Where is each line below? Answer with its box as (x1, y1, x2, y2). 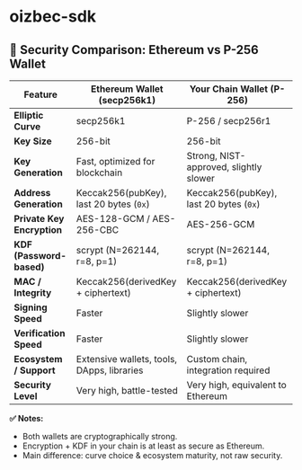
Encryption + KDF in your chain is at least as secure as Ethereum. (22, 440, 265, 451)
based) (13, 261, 45, 273)
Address (13, 187, 51, 199)
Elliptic (13, 110, 44, 121)
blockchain (75, 166, 123, 179)
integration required (186, 364, 271, 377)
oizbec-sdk (9, 6, 97, 27)
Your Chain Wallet (189, 83, 268, 95)
